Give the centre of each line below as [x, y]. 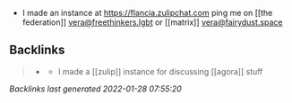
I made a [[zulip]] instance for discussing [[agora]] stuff [160, 71]
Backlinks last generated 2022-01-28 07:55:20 [95, 89]
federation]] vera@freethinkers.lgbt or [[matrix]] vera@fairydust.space [152, 22]
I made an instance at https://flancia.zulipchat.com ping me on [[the [147, 13]
